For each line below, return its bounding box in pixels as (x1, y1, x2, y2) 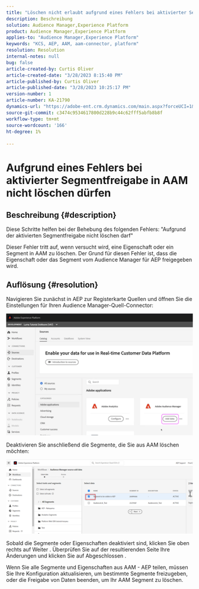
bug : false (6, 59, 33, 65)
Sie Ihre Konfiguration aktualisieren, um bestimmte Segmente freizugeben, (6, 570, 188, 577)
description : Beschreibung (6, 15, 73, 22)
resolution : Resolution (6, 47, 65, 53)
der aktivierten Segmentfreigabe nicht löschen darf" (6, 232, 133, 239)
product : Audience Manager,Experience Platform (6, 28, 126, 34)
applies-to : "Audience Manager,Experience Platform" (6, 34, 139, 41)
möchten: (6, 448, 30, 455)
